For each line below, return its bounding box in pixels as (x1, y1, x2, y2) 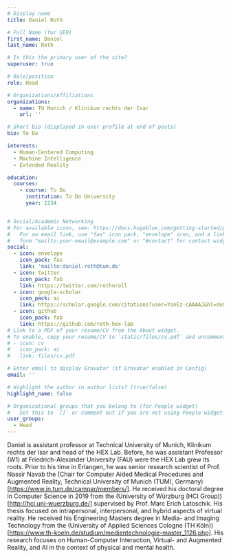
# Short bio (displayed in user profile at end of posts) (7, 123, 177, 131)
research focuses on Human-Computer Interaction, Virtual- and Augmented (7, 536, 222, 544)
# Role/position (7, 73, 54, 80)
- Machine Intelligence (13, 155, 81, 162)
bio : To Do (7, 130, 38, 137)
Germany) (175, 477, 203, 486)
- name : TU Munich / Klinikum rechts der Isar (13, 105, 149, 112)
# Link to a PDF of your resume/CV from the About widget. (7, 327, 180, 334)
